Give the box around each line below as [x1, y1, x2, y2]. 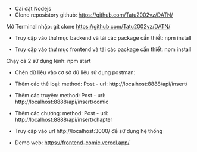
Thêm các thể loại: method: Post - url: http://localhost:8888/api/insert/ [14, 80, 188, 87]
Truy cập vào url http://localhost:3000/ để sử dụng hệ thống [14, 128, 162, 134]
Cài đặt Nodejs [14, 5, 52, 12]
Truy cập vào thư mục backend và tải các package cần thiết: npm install [14, 34, 192, 41]
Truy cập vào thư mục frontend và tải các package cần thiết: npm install [14, 46, 192, 53]
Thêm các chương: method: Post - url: [14, 110, 109, 116]
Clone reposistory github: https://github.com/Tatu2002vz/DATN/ [14, 11, 174, 18]
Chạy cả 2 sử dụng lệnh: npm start [6, 58, 91, 64]
